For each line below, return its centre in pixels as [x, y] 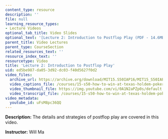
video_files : [19, 75]
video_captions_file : [32, 84]
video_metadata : [22, 98]
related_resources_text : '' [34, 51]
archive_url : [23, 79]
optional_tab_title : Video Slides [41, 33]
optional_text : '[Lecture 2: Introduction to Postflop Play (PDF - [77, 38]
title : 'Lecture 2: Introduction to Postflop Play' [60, 65]
